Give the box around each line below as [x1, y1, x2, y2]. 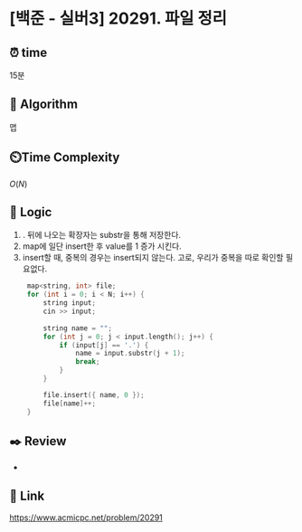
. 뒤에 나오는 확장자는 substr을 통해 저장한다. [22, 230, 182, 241]
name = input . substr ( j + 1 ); [75, 349, 185, 358]
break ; [75, 357, 100, 366]
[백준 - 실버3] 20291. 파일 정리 [9, 8, 228, 29]
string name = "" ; [42, 323, 113, 333]
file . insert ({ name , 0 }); [42, 390, 145, 399]
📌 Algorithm [9, 97, 79, 112]
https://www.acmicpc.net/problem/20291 [9, 512, 163, 523]
